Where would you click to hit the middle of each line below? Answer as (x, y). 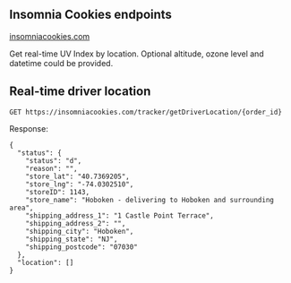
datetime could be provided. (61, 63)
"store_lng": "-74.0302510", (80, 184)
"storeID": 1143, (58, 192)
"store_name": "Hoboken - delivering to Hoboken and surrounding (150, 200)
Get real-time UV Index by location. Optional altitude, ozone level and (137, 54)
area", (21, 208)
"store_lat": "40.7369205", (77, 176)
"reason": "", (51, 168)
